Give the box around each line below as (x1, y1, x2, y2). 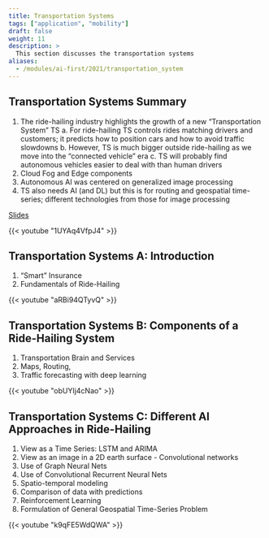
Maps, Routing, (20, 362, 72, 371)
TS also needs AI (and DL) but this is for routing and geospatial (20, 185, 231, 195)
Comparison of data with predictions (20, 487, 143, 497)
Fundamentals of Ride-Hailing (20, 280, 120, 289)
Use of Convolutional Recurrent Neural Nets (20, 470, 168, 479)
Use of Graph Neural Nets (20, 461, 107, 471)
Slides (8, 210, 29, 219)
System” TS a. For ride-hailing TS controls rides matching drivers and (20, 125, 254, 135)
